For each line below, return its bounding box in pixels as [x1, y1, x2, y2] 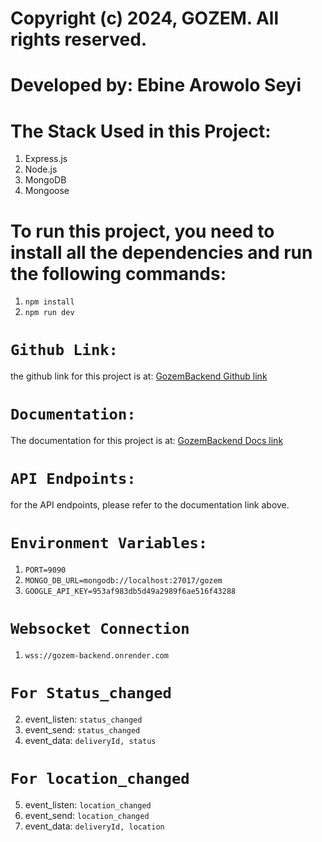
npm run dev [24, 308, 75, 318]
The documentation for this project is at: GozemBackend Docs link [10, 435, 284, 447]
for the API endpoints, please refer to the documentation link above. [10, 499, 290, 511]
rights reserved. [10, 28, 148, 51]
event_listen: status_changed [24, 713, 143, 725]
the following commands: [10, 262, 227, 285]
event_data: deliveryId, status [24, 734, 157, 746]
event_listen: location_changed [24, 798, 152, 811]
